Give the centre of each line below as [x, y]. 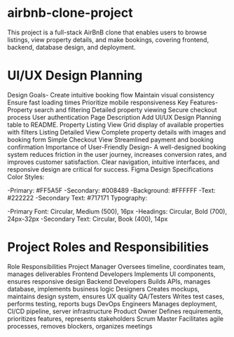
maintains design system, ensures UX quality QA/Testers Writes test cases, [116, 296]
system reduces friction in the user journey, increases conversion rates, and [117, 154]
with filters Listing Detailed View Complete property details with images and [117, 132]
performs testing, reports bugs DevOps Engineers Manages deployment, [112, 303]
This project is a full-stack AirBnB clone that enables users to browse [107, 32]
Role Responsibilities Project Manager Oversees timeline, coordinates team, [116, 266]
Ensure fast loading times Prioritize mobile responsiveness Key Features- [113, 102]
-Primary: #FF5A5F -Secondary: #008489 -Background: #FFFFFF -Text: [111, 190]
